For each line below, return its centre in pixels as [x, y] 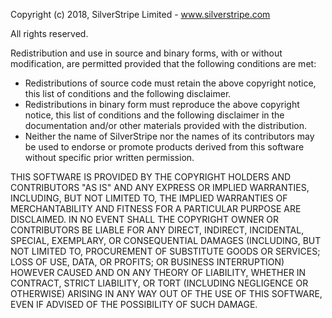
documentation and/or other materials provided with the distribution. [165, 125]
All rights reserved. [49, 33]
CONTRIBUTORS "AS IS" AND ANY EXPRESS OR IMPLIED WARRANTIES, [160, 187]
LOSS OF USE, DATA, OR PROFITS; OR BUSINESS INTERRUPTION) [147, 262]
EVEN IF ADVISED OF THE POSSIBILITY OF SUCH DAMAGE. [134, 304]
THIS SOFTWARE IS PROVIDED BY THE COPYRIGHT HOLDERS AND [151, 177]
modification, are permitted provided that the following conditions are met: [163, 63]
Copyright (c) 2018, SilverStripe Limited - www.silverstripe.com [140, 14]
